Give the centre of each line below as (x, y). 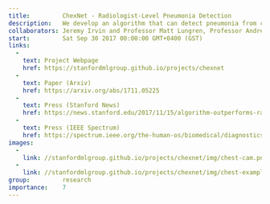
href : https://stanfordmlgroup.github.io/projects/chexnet (124, 68)
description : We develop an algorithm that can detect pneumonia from (133, 23)
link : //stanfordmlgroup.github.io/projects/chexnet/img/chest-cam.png (145, 157)
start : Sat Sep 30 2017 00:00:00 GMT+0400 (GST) (106, 38)
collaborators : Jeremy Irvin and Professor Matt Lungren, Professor (125, 31)
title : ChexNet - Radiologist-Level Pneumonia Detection (120, 16)
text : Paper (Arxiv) (57, 83)
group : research (50, 180)
